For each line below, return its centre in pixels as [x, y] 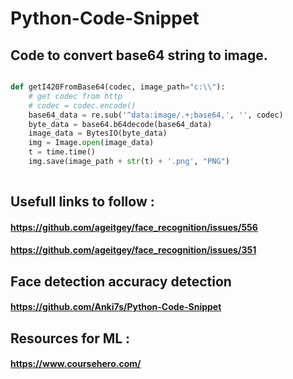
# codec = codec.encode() [82, 105]
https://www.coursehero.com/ [76, 364]
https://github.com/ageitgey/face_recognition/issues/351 [133, 250]
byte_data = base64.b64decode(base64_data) [120, 124]
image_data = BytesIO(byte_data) [98, 133]
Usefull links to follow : [82, 202]
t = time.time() [62, 152]
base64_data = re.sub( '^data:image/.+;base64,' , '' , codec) [156, 115]
